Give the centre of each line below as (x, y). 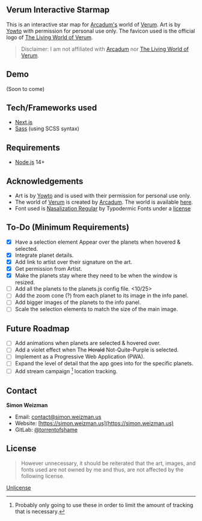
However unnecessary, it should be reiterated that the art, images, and (108, 463)
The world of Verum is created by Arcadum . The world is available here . (104, 202)
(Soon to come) (26, 89)
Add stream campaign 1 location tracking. (66, 371)
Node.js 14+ (30, 162)
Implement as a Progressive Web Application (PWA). (80, 357)
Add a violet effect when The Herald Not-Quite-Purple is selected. (97, 350)
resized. (25, 282)
